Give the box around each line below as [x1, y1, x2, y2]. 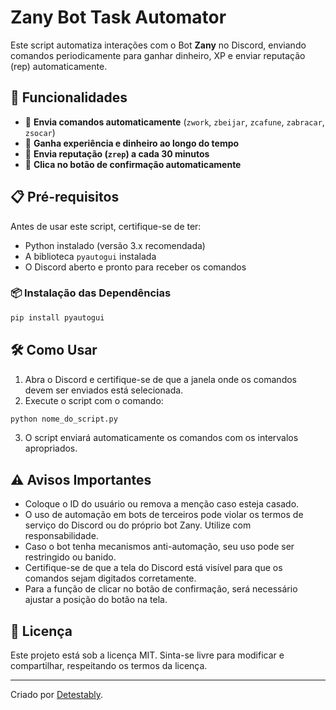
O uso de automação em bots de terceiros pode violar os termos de [24, 509, 304, 521]
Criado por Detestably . [10, 689, 104, 701]
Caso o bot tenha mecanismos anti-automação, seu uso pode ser [24, 541, 295, 553]
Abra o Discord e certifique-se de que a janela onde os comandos [24, 373, 297, 385]
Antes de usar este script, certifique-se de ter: [10, 220, 202, 232]
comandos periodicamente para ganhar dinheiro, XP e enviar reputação [10, 49, 306, 61]
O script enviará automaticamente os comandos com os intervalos [24, 432, 299, 444]
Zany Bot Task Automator [10, 6, 227, 29]
